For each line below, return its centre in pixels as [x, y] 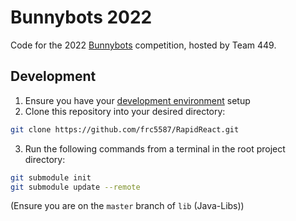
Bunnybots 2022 [81, 17]
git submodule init [51, 177]
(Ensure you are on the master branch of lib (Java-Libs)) [127, 206]
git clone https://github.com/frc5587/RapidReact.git [125, 129]
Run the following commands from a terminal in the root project [155, 148]
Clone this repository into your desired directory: [125, 111]
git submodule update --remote [75, 187]
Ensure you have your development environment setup [137, 100]
